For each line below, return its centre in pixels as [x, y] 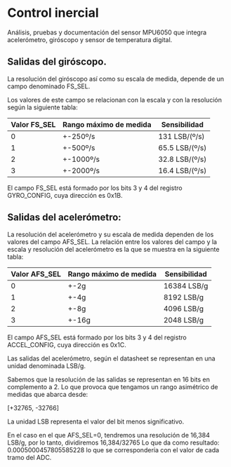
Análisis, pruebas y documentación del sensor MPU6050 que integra [107, 32]
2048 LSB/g [184, 320]
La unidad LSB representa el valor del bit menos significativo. [96, 421]
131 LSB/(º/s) [181, 136]
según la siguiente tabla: [43, 107]
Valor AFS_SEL [36, 273]
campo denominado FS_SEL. [49, 86]
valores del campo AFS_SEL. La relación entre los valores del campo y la [112, 242]
